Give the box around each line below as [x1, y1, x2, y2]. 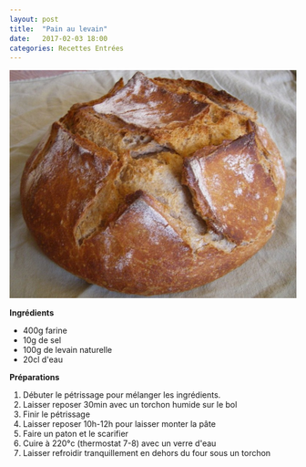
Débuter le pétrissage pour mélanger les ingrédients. [22, 389, 221, 400]
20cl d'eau [22, 354, 64, 365]
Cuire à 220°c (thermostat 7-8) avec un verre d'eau [22, 438, 217, 449]
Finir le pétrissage [22, 409, 91, 420]
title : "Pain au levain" [9, 24, 107, 34]
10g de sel [22, 335, 62, 346]
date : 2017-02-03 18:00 [9, 34, 107, 43]
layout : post [9, 15, 59, 24]
